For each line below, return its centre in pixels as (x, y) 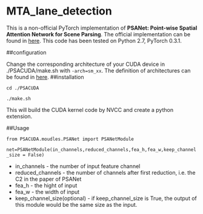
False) (36, 155)
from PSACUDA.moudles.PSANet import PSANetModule (70, 139)
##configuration (26, 52)
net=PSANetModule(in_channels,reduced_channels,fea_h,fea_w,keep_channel (101, 149)
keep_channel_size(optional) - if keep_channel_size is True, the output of (106, 198)
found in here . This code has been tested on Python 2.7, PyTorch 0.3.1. (94, 41)
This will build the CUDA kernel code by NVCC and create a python (90, 109)
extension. (19, 116)
